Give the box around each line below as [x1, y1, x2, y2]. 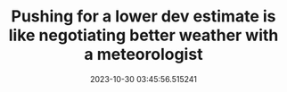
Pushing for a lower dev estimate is [11, 6, 276, 27]
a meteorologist [84, 45, 203, 64]
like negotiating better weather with [8, 25, 279, 46]
